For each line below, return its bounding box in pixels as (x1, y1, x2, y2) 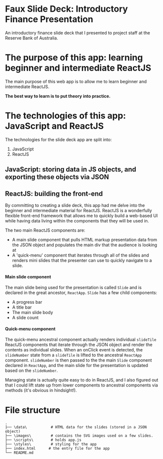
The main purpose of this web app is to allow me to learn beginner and (5, 78, 147, 84)
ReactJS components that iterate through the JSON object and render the (5, 342, 153, 348)
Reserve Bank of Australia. (5, 35, 58, 41)
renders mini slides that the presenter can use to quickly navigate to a (12, 257, 152, 263)
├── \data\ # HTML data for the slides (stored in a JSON (5, 425, 147, 430)
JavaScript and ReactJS (5, 121, 104, 132)
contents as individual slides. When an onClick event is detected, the (5, 347, 143, 353)
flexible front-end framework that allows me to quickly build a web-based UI (5, 213, 158, 219)
